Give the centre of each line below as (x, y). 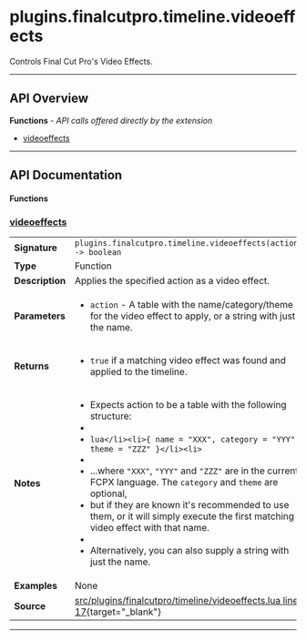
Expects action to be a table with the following (188, 405)
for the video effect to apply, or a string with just (193, 316)
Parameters (40, 316)
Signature (36, 248)
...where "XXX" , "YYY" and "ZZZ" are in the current (194, 471)
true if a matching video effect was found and (188, 361)
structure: (111, 416)
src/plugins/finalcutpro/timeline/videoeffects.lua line (186, 601)
